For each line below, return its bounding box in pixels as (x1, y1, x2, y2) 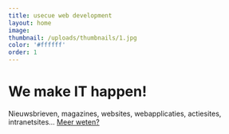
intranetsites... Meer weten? (8, 117, 100, 127)
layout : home (8, 19, 52, 27)
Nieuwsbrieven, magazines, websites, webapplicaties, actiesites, (8, 109, 222, 118)
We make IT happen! (8, 82, 148, 101)
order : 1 (8, 48, 38, 56)
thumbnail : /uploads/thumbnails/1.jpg (8, 33, 137, 42)
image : (8, 26, 30, 34)
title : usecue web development (8, 11, 113, 20)
